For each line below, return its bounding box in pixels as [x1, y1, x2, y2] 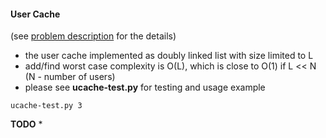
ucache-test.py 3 [10, 101, 83, 111]
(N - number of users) [24, 71, 116, 83]
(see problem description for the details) [10, 30, 177, 42]
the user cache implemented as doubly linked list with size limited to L [24, 50, 314, 62]
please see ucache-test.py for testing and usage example [24, 81, 266, 94]
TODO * [10, 118, 43, 130]
